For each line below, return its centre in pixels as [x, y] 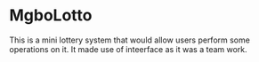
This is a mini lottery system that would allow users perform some [130, 40]
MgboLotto [51, 15]
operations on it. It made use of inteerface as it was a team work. [128, 49]
